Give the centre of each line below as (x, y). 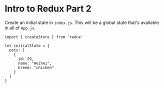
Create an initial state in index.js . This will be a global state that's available (82, 22)
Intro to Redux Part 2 (48, 9)
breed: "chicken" (36, 67)
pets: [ (17, 50)
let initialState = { (27, 45)
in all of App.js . (20, 27)
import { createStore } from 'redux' (44, 37)
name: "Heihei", (35, 63)
